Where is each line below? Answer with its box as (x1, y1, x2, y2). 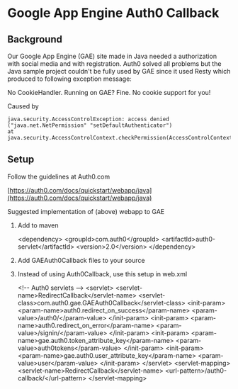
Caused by (7, 102, 39, 111)
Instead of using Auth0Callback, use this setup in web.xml (17, 269, 188, 278)
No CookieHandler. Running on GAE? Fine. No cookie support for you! (7, 89, 211, 96)
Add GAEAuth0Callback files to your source (17, 256, 145, 264)
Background (7, 33, 62, 45)
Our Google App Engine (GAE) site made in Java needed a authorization (7, 52, 217, 60)
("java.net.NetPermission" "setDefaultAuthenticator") (7, 122, 173, 129)
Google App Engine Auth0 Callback (7, 5, 220, 21)
